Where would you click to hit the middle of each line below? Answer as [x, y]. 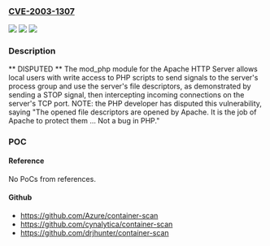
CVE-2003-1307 [41, 11]
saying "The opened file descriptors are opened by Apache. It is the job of [133, 112]
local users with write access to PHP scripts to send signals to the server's [133, 77]
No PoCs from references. [52, 179]
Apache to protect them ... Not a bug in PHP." [84, 120]
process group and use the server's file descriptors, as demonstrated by [130, 86]
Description [32, 51]
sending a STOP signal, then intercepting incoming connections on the [126, 94]
